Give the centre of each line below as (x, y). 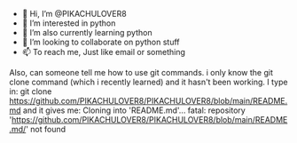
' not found (46, 129)
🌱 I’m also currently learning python (87, 32)
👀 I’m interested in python (69, 23)
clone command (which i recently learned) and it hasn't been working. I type (148, 82)
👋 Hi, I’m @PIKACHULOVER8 (74, 14)
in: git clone (31, 91)
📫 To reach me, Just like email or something (104, 52)
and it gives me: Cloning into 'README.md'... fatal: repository (134, 110)
